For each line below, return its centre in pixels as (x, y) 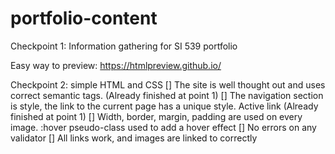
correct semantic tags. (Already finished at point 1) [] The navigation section (167, 95)
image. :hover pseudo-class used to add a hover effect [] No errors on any (163, 127)
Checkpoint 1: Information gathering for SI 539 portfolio (124, 46)
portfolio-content (84, 18)
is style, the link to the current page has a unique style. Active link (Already (164, 106)
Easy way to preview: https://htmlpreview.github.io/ (116, 65)
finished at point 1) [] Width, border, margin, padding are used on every (156, 116)
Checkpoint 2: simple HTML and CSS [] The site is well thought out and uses (168, 84)
